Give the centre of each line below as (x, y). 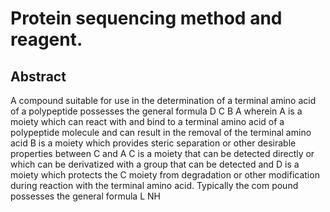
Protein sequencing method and (146, 18)
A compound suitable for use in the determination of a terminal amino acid (163, 100)
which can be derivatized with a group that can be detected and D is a (155, 164)
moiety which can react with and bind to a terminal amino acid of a (147, 121)
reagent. (46, 39)
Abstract (38, 76)
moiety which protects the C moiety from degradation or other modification (165, 175)
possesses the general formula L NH (85, 196)
